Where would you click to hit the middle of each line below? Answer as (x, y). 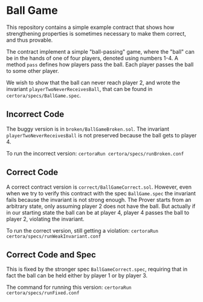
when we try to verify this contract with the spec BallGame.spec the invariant (101, 193)
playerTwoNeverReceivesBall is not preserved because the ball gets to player (101, 135)
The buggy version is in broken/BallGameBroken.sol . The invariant (88, 129)
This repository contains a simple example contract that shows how (90, 27)
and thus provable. (30, 40)
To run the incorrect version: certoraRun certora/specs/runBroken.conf (95, 153)
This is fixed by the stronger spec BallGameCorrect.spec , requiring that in (97, 269)
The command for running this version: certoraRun (69, 288)
